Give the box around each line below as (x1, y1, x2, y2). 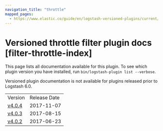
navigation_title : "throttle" (5, 7, 66, 12)
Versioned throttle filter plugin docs (5, 37, 152, 48)
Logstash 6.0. (5, 83, 33, 89)
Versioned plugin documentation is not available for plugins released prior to (5, 78, 158, 84)
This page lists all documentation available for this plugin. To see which (5, 64, 147, 70)
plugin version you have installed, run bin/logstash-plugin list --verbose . (5, 69, 156, 75)
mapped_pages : (5, 12, 34, 17)
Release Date (29, 94, 60, 101)
